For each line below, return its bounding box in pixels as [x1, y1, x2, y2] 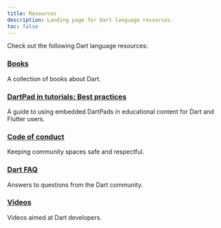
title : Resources [7, 10, 57, 17]
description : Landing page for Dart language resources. [7, 17, 174, 23]
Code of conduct [7, 132, 65, 141]
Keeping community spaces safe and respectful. [7, 147, 145, 156]
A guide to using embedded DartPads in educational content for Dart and [7, 107, 215, 116]
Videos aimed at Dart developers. [7, 213, 102, 221]
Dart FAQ [7, 165, 38, 174]
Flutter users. [7, 114, 45, 123]
